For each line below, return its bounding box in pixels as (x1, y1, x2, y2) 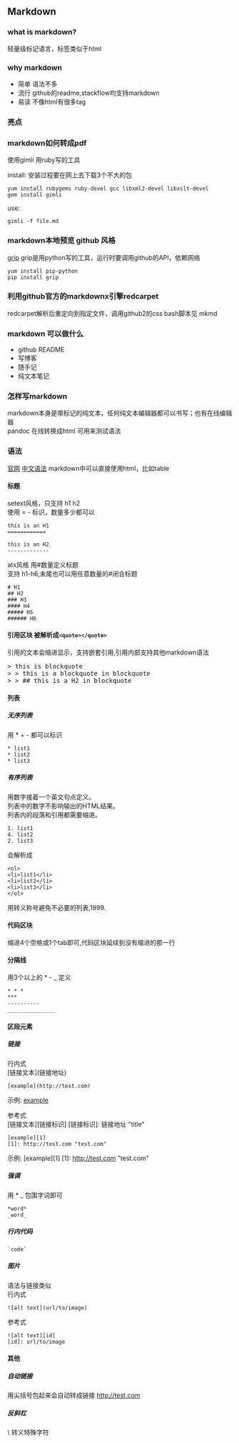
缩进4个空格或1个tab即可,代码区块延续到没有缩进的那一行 (7, 938, 176, 947)
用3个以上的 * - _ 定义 (7, 973, 71, 982)
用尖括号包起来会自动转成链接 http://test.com (7, 1391, 141, 1399)
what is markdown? (7, 27, 77, 37)
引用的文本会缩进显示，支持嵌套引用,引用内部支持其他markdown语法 (7, 648, 209, 656)
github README (17, 346, 65, 354)
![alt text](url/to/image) (7, 1304, 88, 1312)
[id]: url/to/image (7, 1338, 66, 1345)
